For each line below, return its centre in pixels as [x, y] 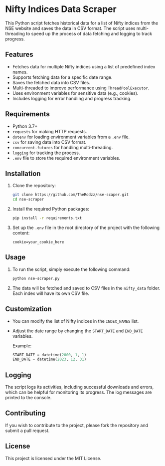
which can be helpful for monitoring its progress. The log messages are [79, 392]
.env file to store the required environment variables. [66, 158]
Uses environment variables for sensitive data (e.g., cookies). [75, 93]
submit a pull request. [27, 431]
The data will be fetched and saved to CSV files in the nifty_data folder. [86, 288]
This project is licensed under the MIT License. [53, 458]
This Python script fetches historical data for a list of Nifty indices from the [82, 23]
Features [19, 55]
